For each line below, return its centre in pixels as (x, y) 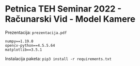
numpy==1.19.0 (19, 41)
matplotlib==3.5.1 (23, 50)
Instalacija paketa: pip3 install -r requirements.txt (58, 58)
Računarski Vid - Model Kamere (70, 19)
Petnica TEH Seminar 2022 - (63, 9)
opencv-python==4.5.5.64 (30, 45)
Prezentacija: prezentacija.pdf (36, 32)
